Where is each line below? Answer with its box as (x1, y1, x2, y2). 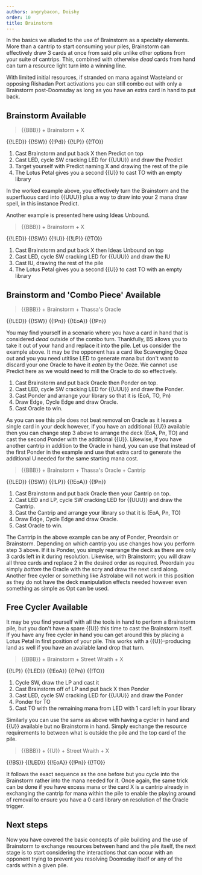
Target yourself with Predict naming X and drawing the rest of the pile (14, 163, 188, 170)
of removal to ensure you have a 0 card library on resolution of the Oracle (6, 796, 189, 803)
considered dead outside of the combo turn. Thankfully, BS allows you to (6, 336, 188, 342)
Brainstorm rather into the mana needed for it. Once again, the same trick (6, 777, 188, 784)
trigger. (6, 802, 25, 809)
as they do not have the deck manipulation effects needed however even (6, 579, 187, 585)
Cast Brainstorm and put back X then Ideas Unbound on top (14, 246, 164, 254)
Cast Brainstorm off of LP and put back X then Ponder (14, 685, 150, 692)
